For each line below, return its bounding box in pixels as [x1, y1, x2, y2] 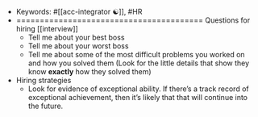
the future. [27, 101, 64, 111]
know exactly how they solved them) [27, 67, 152, 76]
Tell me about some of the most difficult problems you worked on [27, 50, 245, 59]
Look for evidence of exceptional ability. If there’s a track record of [27, 84, 249, 94]
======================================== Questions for [15, 15, 251, 25]
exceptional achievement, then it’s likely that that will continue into [27, 93, 248, 102]
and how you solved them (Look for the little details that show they [27, 58, 250, 68]
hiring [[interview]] [15, 24, 78, 33]
